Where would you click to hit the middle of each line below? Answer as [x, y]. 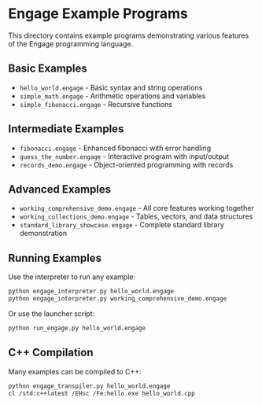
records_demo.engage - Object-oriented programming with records [126, 164]
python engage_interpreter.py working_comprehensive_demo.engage [117, 299]
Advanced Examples [60, 189]
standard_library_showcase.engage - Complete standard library [122, 225]
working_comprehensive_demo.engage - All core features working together [137, 208]
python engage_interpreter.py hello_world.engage [91, 292]
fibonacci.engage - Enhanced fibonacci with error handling [115, 148]
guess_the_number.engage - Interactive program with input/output [124, 156]
